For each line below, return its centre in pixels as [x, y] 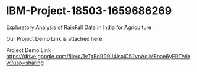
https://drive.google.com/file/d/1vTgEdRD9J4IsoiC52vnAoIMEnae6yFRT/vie [98, 56]
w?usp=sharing [25, 63]
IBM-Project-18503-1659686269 [89, 11]
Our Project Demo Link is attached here [54, 38]
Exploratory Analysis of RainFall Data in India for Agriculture [79, 27]
